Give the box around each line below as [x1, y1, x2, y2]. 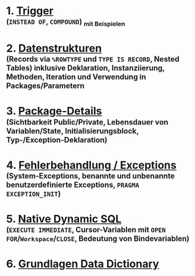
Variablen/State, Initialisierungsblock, [6, 126, 139, 136]
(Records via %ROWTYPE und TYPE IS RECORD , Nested [6, 55, 180, 64]
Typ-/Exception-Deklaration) [6, 135, 108, 145]
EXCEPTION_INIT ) [6, 189, 61, 198]
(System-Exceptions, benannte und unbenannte [6, 171, 175, 180]
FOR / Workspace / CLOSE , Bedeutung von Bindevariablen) [6, 233, 190, 243]
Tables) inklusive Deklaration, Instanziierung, [6, 64, 165, 73]
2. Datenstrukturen [6, 42, 102, 55]
